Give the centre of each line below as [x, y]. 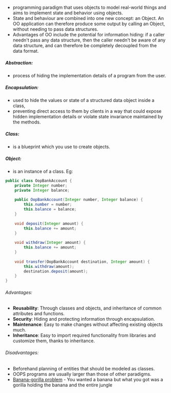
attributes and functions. [39, 314]
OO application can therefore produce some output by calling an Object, [89, 24]
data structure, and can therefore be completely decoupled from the [85, 45]
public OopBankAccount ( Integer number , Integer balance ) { [79, 200]
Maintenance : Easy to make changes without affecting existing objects [88, 324]
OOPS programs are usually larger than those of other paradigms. [82, 374]
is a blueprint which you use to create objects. [61, 147]
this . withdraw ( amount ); [49, 266]
